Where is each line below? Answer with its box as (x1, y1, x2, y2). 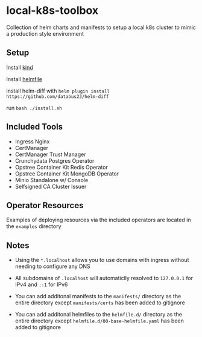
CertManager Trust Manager (14, 151, 86, 158)
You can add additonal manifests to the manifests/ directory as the (14, 293, 181, 300)
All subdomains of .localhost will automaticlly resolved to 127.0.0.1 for (14, 275, 194, 282)
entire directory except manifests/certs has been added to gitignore (14, 299, 185, 306)
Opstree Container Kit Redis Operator (14, 163, 109, 171)
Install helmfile (6, 75, 42, 82)
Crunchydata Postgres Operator (14, 157, 95, 164)
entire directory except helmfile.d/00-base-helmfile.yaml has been (14, 317, 184, 324)
